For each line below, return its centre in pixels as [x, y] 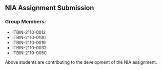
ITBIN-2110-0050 [30, 53]
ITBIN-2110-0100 [29, 37]
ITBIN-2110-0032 [30, 47]
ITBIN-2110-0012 [29, 32]
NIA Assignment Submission [50, 8]
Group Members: [26, 22]
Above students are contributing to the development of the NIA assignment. [81, 62]
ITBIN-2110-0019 [29, 42]
